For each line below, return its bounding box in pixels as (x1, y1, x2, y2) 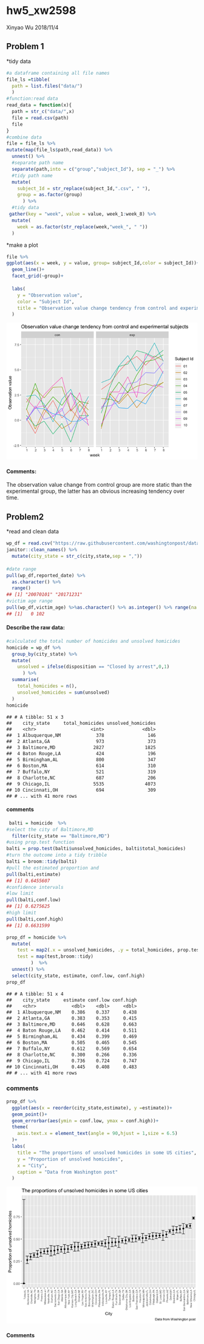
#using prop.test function (6, 839, 75, 845)
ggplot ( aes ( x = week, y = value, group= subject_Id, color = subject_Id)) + (6, 260, 200, 266)
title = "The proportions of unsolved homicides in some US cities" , (17, 1150, 197, 1156)
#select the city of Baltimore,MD (6, 826, 94, 832)
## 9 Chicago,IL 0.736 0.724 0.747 (6, 1058, 137, 1064)
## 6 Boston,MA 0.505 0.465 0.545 (6, 1040, 137, 1046)
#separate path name (12, 160, 64, 166)
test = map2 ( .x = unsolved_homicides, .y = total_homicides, (17, 947, 175, 953)
